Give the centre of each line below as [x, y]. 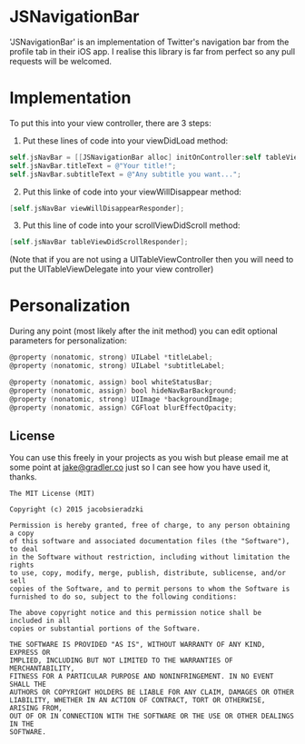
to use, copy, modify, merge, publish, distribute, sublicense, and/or [148, 573]
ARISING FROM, [36, 709]
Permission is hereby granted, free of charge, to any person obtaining [150, 526]
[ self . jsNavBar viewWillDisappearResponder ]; [97, 208]
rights [22, 565]
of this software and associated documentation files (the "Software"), [150, 541]
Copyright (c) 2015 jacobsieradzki [77, 510]
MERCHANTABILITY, [42, 669]
